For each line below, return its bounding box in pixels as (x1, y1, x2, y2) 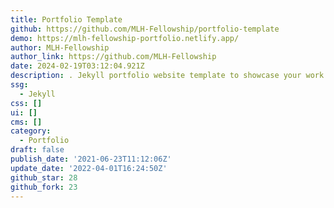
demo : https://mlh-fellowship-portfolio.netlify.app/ (10, 33, 240, 43)
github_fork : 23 (10, 182, 78, 192)
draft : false (10, 145, 65, 155)
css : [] (10, 98, 43, 108)
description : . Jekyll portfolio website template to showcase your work (10, 71, 325, 81)
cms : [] (10, 117, 43, 127)
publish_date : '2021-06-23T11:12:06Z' (10, 154, 172, 164)
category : (10, 126, 52, 136)
